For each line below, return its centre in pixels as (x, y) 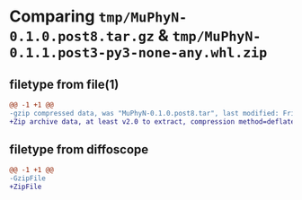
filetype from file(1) (64, 84)
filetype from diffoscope (79, 150)
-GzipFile (28, 178)
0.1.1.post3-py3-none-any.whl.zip (138, 53)
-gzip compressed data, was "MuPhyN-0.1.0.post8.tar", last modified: (144, 113)
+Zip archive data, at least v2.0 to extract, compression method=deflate (152, 122)
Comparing (52, 17)
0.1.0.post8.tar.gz (82, 37)
